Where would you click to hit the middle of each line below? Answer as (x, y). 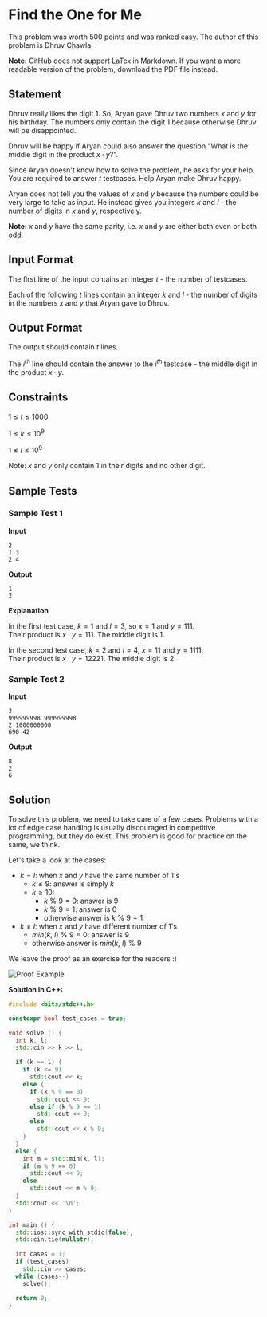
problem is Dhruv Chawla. (51, 45)
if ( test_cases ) (42, 1262)
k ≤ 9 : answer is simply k (73, 884)
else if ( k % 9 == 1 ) (65, 1106)
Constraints (38, 398)
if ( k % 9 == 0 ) (56, 1092)
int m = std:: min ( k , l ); (64, 1158)
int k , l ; (31, 1040)
